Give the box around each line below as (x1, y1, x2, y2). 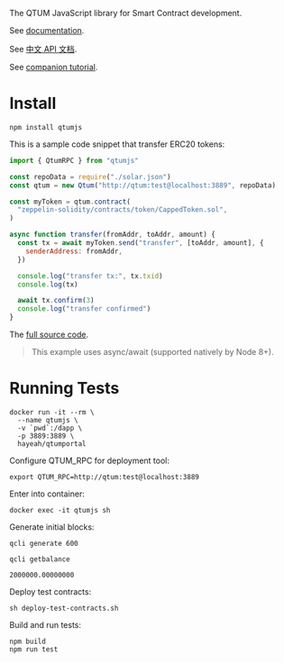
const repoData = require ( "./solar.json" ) (9, 172, 171, 181)
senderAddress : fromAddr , (25, 247, 124, 256)
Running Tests (9, 378, 120, 399)
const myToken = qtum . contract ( (9, 197, 131, 206)
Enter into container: (9, 488, 86, 499)
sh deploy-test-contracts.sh (9, 604, 119, 613)
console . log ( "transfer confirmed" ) (17, 304, 151, 313)
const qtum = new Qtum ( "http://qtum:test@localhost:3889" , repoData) (9, 180, 277, 190)
